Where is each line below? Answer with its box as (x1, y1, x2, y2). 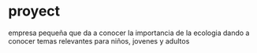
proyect (8, 2, 61, 20)
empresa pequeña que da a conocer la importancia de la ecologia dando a (8, 28, 250, 37)
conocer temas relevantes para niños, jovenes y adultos (8, 36, 190, 45)
